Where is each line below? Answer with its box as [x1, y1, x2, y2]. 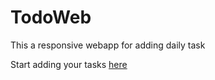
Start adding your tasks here [10, 58, 128, 70]
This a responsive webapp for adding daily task [10, 39, 206, 51]
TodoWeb [10, 6, 92, 29]
